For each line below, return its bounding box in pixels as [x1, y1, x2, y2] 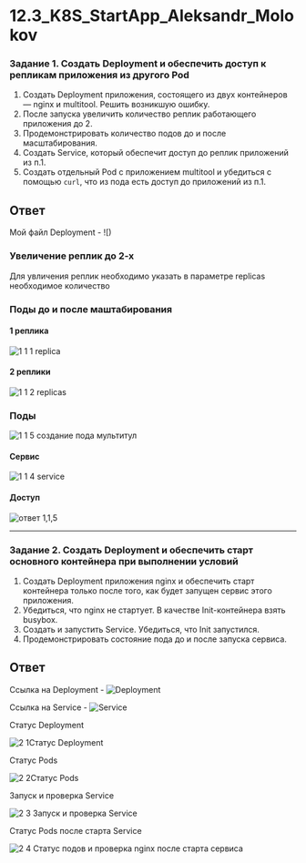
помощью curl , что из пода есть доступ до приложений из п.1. [22, 177, 267, 188]
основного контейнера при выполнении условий [9, 554, 239, 567]
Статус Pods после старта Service [9, 825, 143, 836]
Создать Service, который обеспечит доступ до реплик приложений [22, 147, 289, 158]
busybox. [22, 614, 58, 624]
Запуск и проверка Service [9, 789, 115, 801]
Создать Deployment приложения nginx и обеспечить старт [22, 575, 255, 586]
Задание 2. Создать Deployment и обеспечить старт [9, 543, 253, 556]
